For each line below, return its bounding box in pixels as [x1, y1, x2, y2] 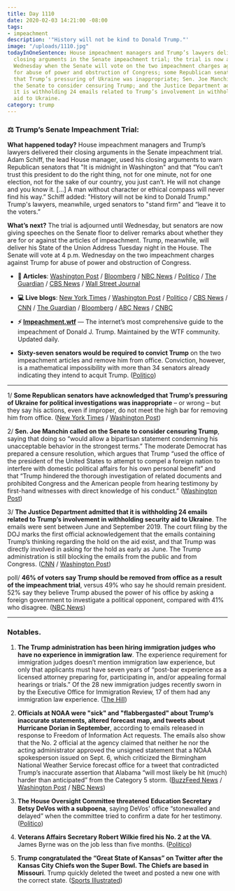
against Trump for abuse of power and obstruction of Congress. [7, 259, 192, 267]
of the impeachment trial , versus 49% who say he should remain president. [7, 581, 227, 590]
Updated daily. [17, 335, 59, 344]
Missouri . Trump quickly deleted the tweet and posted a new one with [17, 869, 220, 877]
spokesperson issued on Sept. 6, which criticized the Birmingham [17, 754, 206, 762]
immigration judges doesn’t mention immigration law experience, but [17, 658, 215, 667]
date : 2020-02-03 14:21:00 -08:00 [7, 17, 108, 24]
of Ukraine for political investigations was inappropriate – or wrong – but [7, 399, 221, 407]
